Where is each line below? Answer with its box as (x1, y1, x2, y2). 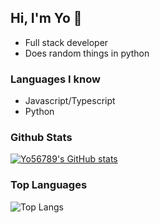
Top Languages (10, 178, 88, 192)
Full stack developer (24, 36, 109, 48)
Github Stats (10, 131, 73, 145)
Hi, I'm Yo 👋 (10, 10, 83, 27)
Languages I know (10, 72, 101, 86)
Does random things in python (24, 47, 150, 59)
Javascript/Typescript (24, 95, 116, 107)
